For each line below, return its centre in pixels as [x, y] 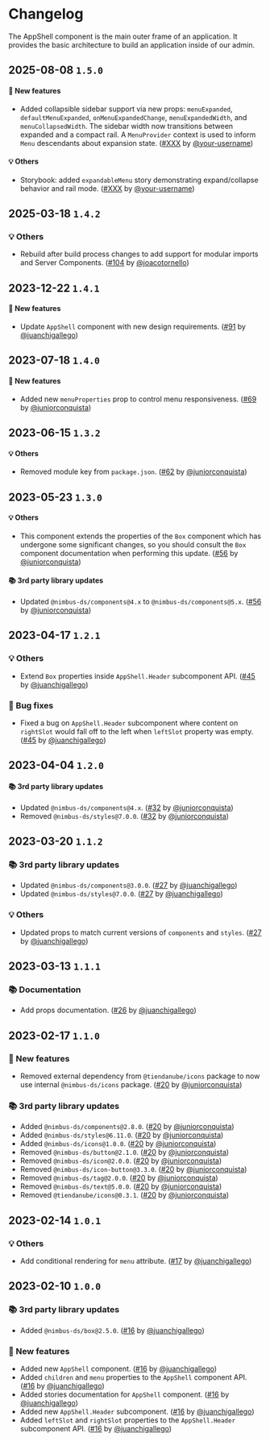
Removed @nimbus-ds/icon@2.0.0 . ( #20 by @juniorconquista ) [121, 1161]
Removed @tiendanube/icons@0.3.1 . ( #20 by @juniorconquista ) [125, 1195]
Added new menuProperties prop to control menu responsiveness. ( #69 [138, 399]
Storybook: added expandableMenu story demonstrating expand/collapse [139, 180]
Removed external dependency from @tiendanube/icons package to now [140, 1076]
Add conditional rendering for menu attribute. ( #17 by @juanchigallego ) [136, 1260]
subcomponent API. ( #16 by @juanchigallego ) [96, 1428]
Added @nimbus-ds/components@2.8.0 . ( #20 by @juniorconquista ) [127, 1127]
